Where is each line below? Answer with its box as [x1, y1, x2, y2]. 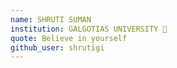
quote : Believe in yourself [10, 33, 128, 43]
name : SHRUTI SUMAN [10, 14, 92, 25]
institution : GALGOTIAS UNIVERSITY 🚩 [10, 24, 168, 34]
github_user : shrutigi [10, 42, 105, 53]
